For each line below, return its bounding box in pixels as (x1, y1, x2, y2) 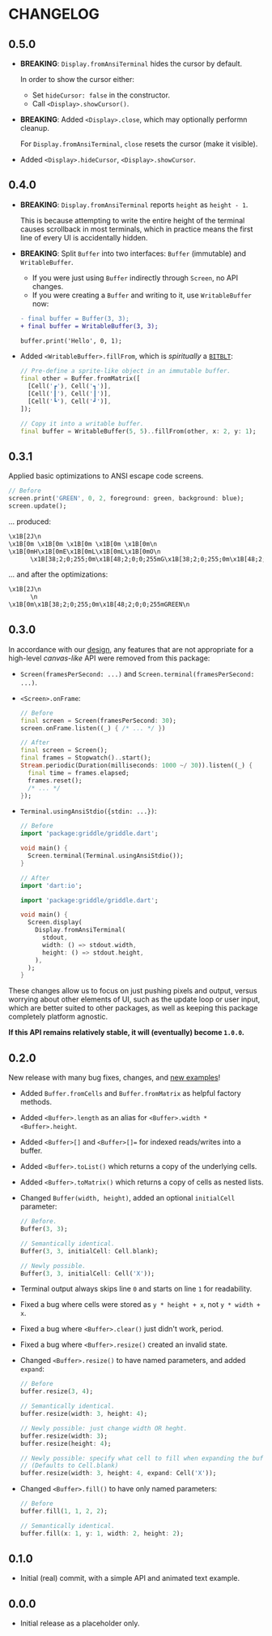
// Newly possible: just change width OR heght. (19, 1424, 188, 1432)
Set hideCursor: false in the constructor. (32, 90, 170, 100)
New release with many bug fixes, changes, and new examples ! (8, 1073, 221, 1083)
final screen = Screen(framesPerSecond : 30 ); (19, 716, 176, 725)
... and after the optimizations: (8, 569, 108, 579)
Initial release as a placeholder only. (19, 1618, 140, 1629)
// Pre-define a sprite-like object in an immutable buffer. (19, 367, 232, 375)
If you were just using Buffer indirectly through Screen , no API (32, 273, 239, 283)
